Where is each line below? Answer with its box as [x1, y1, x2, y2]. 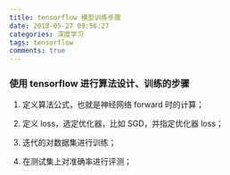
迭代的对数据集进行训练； [21, 137, 117, 148]
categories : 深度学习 [9, 29, 85, 38]
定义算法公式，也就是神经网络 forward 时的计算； [21, 99, 205, 110]
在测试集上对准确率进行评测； [21, 156, 132, 167]
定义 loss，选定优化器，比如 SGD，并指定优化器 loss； [21, 118, 225, 129]
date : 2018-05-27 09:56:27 [9, 21, 110, 30]
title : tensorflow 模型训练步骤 [9, 12, 122, 22]
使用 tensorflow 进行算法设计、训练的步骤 [9, 78, 190, 90]
